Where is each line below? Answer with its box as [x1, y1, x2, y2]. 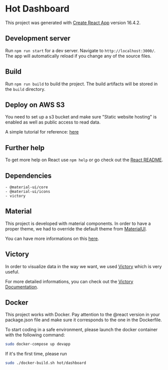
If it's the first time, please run [5, 351, 67, 357]
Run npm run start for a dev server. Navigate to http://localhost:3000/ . [5, 47, 155, 53]
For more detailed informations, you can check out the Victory [5, 278, 134, 284]
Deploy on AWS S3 [5, 100, 65, 109]
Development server [5, 34, 71, 43]
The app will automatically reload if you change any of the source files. [5, 53, 151, 59]
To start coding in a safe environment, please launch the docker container [5, 327, 158, 333]
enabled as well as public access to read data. [5, 119, 101, 126]
